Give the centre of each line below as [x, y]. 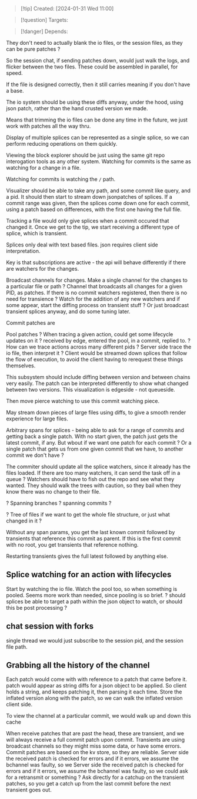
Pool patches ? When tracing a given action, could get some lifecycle [90, 334]
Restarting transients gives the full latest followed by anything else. [87, 556]
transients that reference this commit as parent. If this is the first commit [94, 538]
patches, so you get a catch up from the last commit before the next [89, 784]
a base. [15, 91]
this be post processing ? [37, 607]
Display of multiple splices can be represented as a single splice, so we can [98, 137]
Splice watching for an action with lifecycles [89, 575]
